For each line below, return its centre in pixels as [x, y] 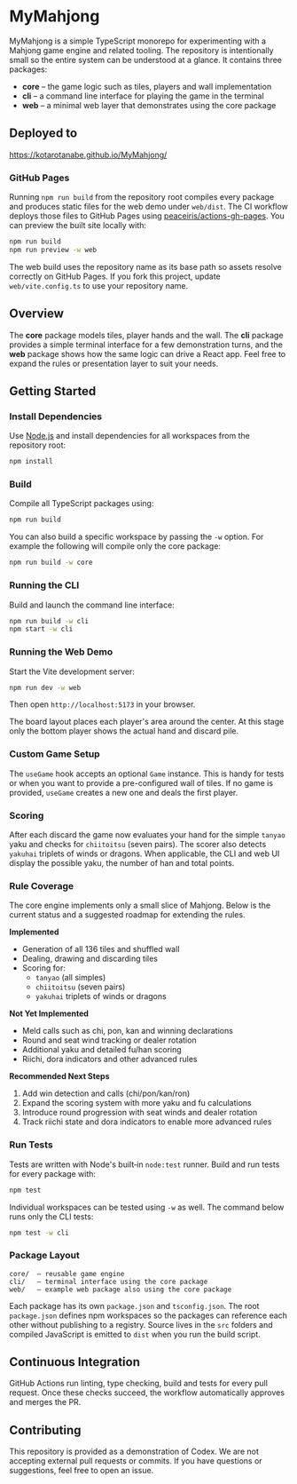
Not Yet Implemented [49, 1013]
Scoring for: [44, 968]
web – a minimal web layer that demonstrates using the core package [149, 105]
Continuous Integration [74, 1362]
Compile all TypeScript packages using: [82, 504]
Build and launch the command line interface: [92, 605]
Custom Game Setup [55, 754]
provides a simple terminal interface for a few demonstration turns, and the [146, 345]
